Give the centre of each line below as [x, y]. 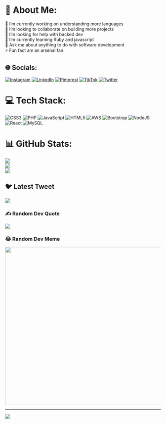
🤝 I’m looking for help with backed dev [44, 34]
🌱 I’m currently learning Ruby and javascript [50, 40]
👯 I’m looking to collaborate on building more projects [60, 29]
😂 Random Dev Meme [33, 239]
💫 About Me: [31, 10]
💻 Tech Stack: [36, 100]
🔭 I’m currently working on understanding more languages [64, 24]
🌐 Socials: [21, 68]
